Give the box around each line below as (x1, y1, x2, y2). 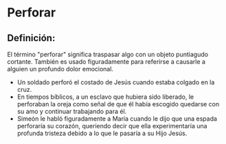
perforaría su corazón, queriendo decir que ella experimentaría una (16, 122, 207, 130)
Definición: (7, 32, 56, 44)
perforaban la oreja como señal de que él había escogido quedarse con (16, 100, 220, 108)
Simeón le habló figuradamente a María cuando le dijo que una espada (16, 115, 218, 123)
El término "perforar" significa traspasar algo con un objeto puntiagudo (7, 50, 208, 58)
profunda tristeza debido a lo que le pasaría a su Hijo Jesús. (16, 129, 188, 137)
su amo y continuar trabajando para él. (16, 108, 127, 115)
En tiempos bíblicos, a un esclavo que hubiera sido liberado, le (16, 93, 194, 101)
